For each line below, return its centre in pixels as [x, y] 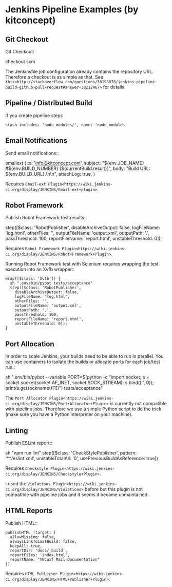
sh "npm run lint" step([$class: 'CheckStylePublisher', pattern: [71, 453]
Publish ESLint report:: [29, 443]
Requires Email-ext [26, 184]
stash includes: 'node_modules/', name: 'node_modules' [66, 125]
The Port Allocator [26, 398]
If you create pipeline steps [34, 115]
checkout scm [20, 62]
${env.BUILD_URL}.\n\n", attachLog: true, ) [50, 174]
